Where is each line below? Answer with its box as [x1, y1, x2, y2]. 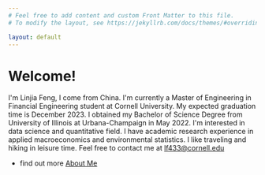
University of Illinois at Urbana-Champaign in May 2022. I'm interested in [8, 118, 246, 128]
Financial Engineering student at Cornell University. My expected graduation [8, 102, 256, 111]
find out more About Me [19, 158, 98, 168]
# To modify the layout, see [8, 19, 104, 27]
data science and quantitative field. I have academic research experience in [8, 127, 254, 136]
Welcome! [8, 67, 77, 85]
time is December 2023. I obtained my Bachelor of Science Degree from [8, 110, 243, 119]
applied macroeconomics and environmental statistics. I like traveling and [8, 135, 247, 144]
